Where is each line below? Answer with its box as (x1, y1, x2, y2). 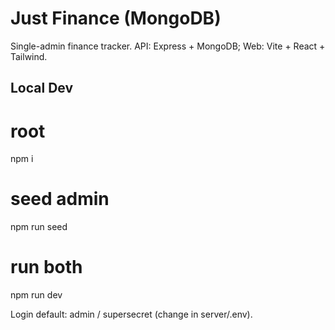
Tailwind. (10, 50, 48, 62)
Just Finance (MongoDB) (10, 7, 222, 30)
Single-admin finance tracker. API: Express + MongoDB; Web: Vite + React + (10, 40, 326, 52)
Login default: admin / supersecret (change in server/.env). (10, 308, 253, 321)
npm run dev (10, 289, 63, 301)
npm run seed (10, 221, 68, 233)
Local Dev (10, 80, 74, 97)
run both (10, 256, 83, 279)
